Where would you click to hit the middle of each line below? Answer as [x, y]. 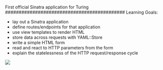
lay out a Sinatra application [40, 22]
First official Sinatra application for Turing [47, 7]
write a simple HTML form [39, 43]
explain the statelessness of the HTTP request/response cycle [75, 53]
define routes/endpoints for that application [56, 27]
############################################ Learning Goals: [81, 12]
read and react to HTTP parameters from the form [63, 48]
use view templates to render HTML [48, 32]
